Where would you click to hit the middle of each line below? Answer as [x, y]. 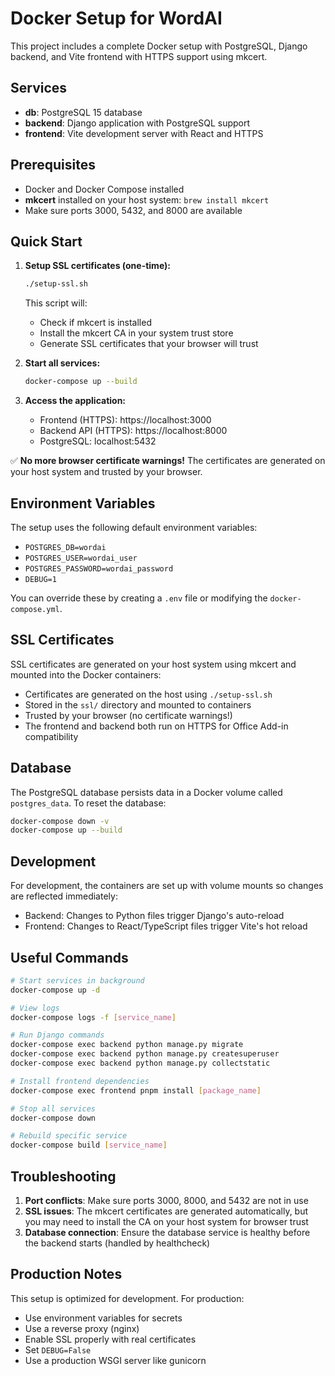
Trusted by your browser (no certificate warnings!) [128, 715]
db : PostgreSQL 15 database [83, 112]
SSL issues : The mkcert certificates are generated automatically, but [166, 1211]
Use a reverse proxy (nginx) [82, 1328]
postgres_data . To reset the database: [88, 803]
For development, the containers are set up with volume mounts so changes [167, 886]
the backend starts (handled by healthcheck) [117, 1243]
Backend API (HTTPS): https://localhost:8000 [133, 431]
